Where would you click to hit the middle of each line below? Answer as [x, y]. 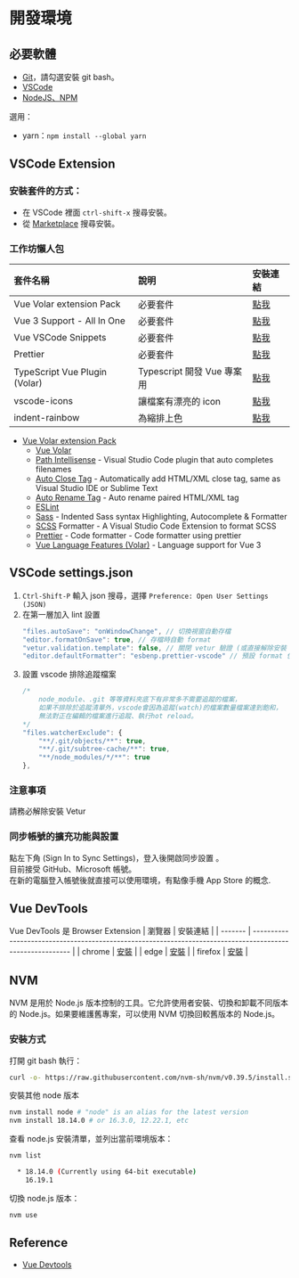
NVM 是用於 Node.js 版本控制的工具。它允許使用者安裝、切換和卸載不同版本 [149, 1003]
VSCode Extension [62, 164]
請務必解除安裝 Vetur [48, 811]
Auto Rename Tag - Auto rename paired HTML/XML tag [137, 497]
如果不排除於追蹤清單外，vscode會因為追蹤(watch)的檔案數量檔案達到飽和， [161, 708]
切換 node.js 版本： [44, 1198]
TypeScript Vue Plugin [61, 372]
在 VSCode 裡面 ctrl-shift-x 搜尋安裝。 [97, 212]
